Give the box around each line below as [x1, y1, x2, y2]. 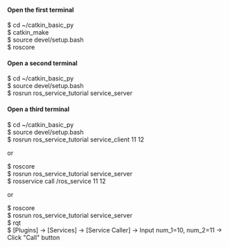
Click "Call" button [7, 233, 60, 241]
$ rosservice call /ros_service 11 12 [7, 177, 106, 185]
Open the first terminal [7, 6, 74, 14]
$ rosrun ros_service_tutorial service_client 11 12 [7, 135, 144, 144]
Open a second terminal [7, 59, 78, 67]
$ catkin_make [7, 28, 49, 37]
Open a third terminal [7, 105, 69, 113]
